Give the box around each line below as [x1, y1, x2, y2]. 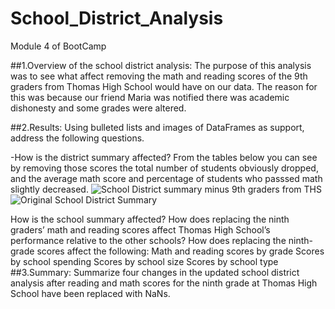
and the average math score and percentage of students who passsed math [10, 172, 323, 184]
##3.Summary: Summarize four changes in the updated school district [10, 266, 300, 278]
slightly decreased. [10, 183, 89, 195]
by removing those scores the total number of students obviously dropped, [10, 162, 319, 174]
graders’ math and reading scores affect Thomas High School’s [10, 223, 271, 236]
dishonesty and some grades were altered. [10, 102, 187, 114]
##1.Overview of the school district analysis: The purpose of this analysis [10, 59, 312, 71]
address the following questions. [10, 132, 145, 144]
